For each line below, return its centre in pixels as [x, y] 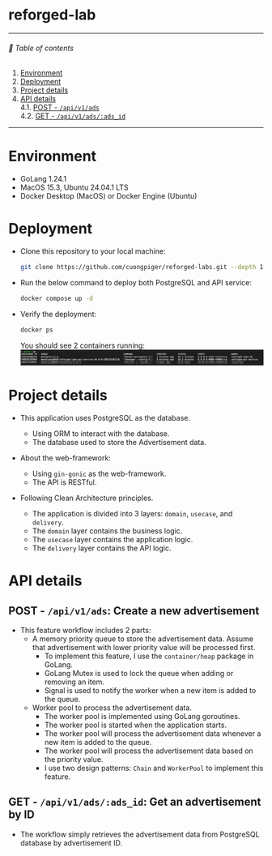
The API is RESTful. [64, 482]
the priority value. [74, 759]
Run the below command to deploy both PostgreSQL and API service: [136, 282]
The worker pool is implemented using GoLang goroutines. [142, 716]
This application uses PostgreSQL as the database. [105, 417]
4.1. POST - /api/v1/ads [59, 108]
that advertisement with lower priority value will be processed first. [144, 647]
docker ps [37, 330]
